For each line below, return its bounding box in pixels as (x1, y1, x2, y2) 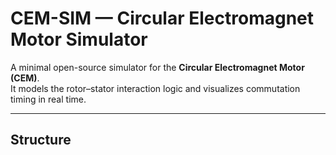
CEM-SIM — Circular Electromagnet (10, 7, 315, 30)
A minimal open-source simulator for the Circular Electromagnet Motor (10, 61, 305, 73)
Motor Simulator (10, 28, 148, 51)
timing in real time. (10, 93, 87, 105)
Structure (10, 132, 72, 149)
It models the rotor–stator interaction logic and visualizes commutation (10, 82, 301, 94)
